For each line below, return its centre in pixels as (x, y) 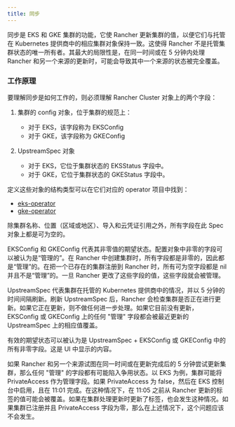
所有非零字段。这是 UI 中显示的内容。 (61, 348)
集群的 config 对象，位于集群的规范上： (74, 112)
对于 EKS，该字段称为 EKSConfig (76, 127)
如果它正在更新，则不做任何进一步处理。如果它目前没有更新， (108, 307)
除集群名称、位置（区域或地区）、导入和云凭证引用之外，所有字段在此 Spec (115, 225)
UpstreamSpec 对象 (46, 151)
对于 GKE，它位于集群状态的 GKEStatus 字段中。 (98, 174)
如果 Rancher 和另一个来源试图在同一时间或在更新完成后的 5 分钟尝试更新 (114, 364)
